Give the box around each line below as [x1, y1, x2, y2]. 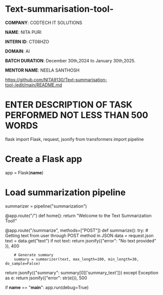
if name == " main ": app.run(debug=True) [5, 284, 89, 290]
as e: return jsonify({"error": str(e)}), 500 [5, 275, 87, 281]
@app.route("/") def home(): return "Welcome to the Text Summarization [5, 213, 152, 218]
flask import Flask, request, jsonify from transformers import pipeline [5, 136, 144, 142]
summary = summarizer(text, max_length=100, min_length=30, [14, 257, 139, 262]
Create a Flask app [5, 154, 82, 165]
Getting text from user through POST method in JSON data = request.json [5, 232, 154, 239]
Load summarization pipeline [5, 187, 126, 198]
